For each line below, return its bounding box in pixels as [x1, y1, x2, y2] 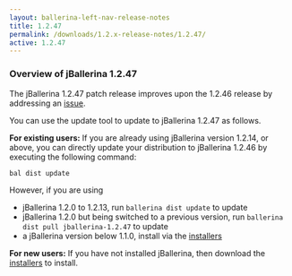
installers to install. [9, 257, 79, 268]
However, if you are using [9, 185, 104, 195]
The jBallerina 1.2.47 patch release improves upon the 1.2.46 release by [9, 88, 273, 99]
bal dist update [9, 168, 70, 177]
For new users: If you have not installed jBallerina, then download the [9, 247, 266, 258]
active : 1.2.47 [9, 38, 66, 47]
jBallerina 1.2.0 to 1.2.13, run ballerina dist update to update [21, 202, 248, 212]
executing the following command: [9, 151, 137, 162]
